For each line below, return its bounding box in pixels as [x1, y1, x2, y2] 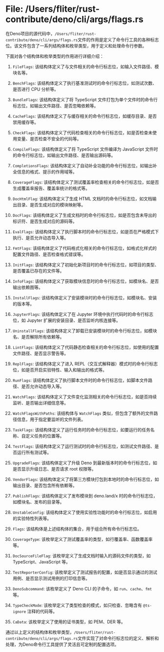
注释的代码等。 [27, 608, 58, 614]
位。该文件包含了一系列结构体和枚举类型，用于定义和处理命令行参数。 [5, 43, 147, 48]
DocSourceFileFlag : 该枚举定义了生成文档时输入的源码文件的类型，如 [12, 553, 151, 559]
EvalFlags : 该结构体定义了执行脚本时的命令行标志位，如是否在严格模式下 [12, 228, 159, 234]
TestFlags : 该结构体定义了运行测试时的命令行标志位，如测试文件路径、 [12, 443, 155, 449]
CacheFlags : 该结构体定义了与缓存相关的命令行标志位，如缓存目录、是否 [12, 113, 157, 119]
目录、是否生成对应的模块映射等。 [17, 202, 86, 207]
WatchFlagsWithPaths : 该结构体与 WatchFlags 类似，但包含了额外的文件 [12, 410, 154, 416]
